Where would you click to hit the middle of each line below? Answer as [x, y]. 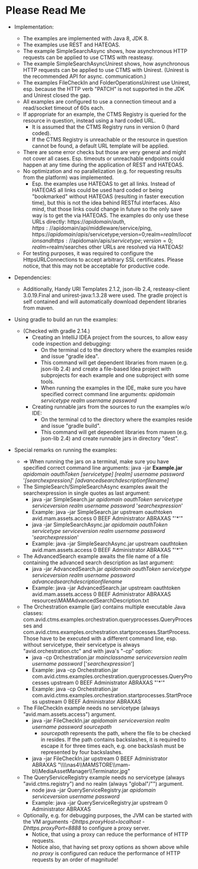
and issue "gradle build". [71, 425]
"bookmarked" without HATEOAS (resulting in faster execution [108, 196]
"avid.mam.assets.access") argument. [70, 714]
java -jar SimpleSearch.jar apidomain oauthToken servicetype [107, 499]
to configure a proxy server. [116, 828]
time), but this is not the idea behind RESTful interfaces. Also [106, 202]
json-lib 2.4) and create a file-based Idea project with [106, 369]
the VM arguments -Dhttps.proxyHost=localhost [82, 821]
